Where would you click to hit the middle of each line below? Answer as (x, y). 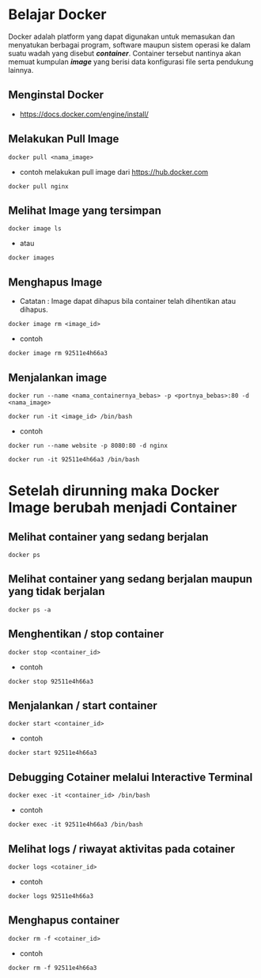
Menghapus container (64, 921)
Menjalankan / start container (83, 706)
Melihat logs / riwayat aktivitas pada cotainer (122, 849)
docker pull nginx (38, 186)
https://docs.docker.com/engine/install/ (84, 114)
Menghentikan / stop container (86, 634)
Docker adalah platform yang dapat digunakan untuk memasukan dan (122, 36)
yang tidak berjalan (57, 591)
